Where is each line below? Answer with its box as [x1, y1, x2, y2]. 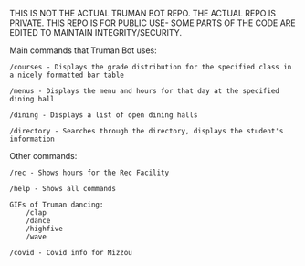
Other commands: [9, 151, 78, 161]
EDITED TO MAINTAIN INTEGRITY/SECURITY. [9, 27, 183, 37]
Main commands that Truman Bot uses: [9, 45, 157, 56]
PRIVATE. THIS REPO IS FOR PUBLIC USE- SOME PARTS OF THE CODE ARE [9, 17, 296, 28]
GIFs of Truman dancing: [9, 200, 104, 209]
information [9, 134, 55, 144]
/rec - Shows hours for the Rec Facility [9, 168, 170, 177]
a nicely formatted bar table [9, 70, 125, 80]
